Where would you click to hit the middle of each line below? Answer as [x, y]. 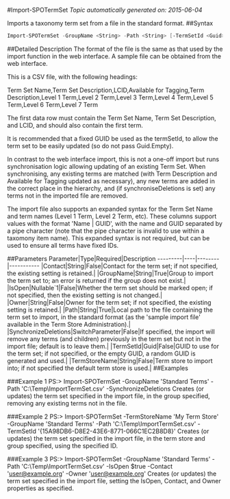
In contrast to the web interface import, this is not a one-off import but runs [113, 159]
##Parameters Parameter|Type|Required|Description [81, 258]
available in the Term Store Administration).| [69, 324]
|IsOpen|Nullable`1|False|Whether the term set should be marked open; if [110, 288]
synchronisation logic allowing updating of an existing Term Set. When [106, 166]
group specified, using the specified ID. [63, 445]
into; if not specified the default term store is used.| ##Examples [98, 368]
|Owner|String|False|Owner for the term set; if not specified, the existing [109, 302]
